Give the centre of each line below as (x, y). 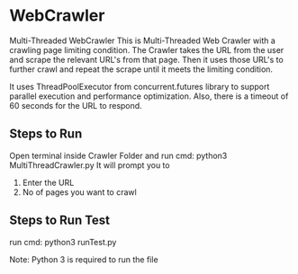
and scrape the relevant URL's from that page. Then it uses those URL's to (146, 59)
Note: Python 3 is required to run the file (84, 259)
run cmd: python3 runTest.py (63, 242)
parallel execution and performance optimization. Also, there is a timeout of (149, 96)
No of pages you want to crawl (79, 192)
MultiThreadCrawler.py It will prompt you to (90, 165)
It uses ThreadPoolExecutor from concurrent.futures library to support (140, 86)
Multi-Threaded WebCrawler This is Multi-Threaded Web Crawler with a (143, 40)
